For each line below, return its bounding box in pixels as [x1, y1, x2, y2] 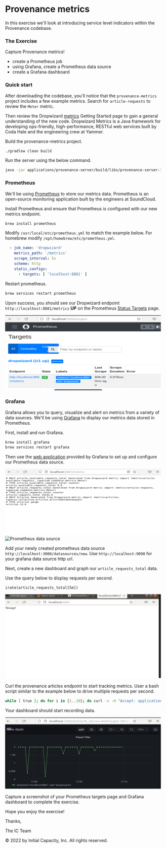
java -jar [5, 168, 26, 173]
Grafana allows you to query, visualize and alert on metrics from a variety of [5, 409, 160, 415]
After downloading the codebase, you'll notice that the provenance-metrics [5, 93, 157, 99]
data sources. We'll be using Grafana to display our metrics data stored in [5, 414, 155, 420]
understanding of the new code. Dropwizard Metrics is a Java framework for [5, 118, 161, 124]
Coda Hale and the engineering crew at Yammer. [5, 129, 104, 134]
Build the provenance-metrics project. [5, 138, 83, 144]
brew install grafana [5, 440, 50, 445]
